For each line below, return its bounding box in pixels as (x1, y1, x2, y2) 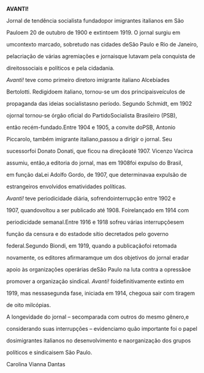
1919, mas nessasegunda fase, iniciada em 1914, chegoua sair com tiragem (6, 290, 195, 297)
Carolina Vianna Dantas (6, 361, 66, 367)
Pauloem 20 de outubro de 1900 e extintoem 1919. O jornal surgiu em (6, 29, 181, 36)
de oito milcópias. (6, 301, 51, 308)
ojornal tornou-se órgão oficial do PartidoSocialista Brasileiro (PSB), (6, 112, 178, 119)
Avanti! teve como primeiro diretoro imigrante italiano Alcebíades (6, 76, 170, 83)
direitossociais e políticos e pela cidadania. (6, 64, 115, 72)
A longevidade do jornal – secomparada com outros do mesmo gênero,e (6, 313, 189, 320)
